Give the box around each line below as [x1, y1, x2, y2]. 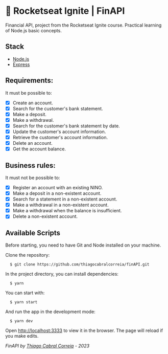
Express [12, 61, 30, 68]
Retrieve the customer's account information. [12, 134, 108, 140]
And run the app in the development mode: [5, 308, 95, 315]
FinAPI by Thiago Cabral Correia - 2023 [5, 343, 90, 349]
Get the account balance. [12, 146, 66, 152]
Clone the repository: [5, 252, 50, 258]
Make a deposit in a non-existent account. [12, 190, 102, 196]
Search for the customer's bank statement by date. [12, 123, 120, 129]
